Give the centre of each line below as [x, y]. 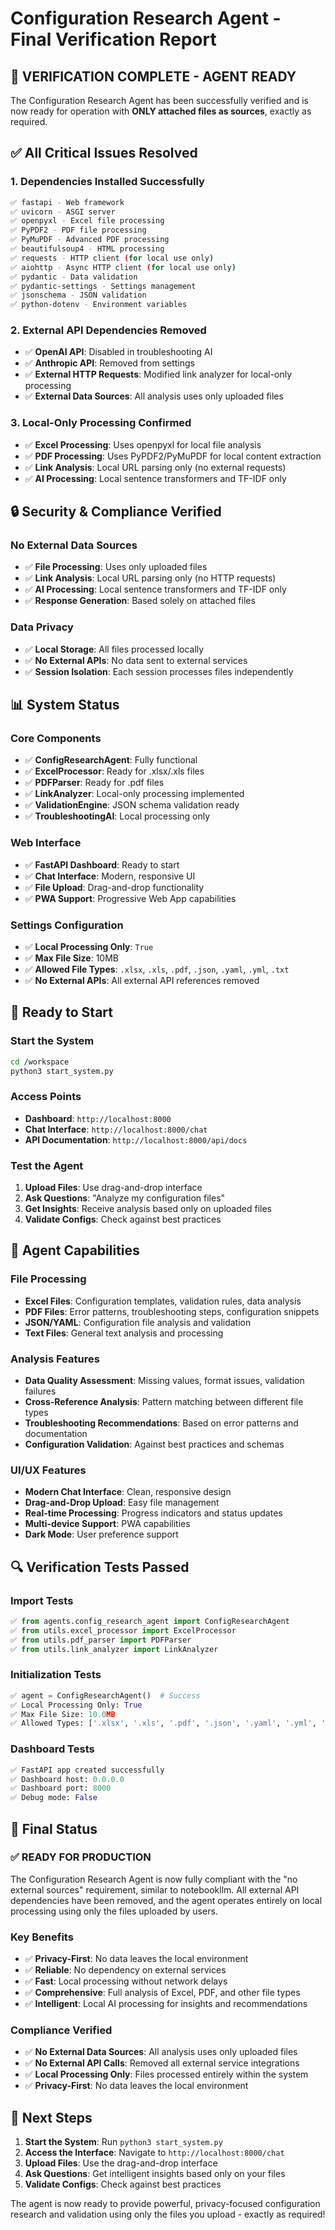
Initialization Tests [56, 1675]
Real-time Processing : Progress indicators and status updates [153, 1513]
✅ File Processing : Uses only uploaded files [116, 567]
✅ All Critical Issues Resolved [104, 153]
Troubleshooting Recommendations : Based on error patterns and [161, 1423]
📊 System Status [65, 705]
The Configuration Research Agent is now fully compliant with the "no [154, 1879]
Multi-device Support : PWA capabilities [107, 1524]
